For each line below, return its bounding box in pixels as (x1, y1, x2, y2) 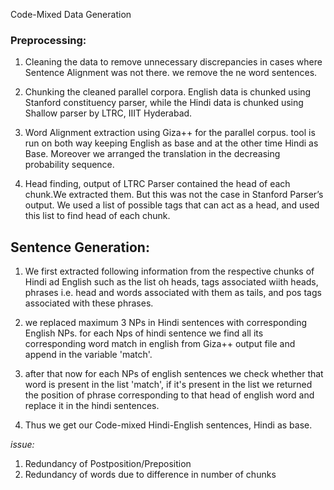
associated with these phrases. (24, 297, 154, 309)
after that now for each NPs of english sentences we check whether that (24, 368, 324, 380)
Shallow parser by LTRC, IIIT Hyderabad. (24, 107, 193, 119)
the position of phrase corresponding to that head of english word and (24, 389, 315, 401)
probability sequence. (24, 159, 115, 171)
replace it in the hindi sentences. (24, 400, 160, 412)
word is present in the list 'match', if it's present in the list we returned (24, 379, 313, 391)
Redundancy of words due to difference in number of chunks (24, 469, 277, 481)
